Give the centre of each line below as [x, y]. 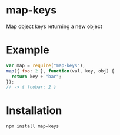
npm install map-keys [33, 126]
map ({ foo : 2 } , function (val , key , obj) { [60, 71]
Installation [34, 111]
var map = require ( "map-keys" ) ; [46, 65]
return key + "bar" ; [36, 77]
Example [28, 50]
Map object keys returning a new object [54, 26]
